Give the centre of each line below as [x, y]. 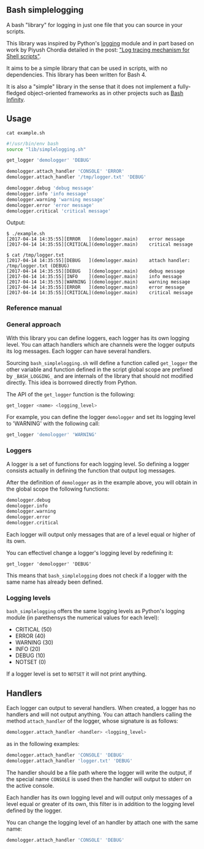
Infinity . [16, 99]
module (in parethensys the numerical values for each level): [83, 617]
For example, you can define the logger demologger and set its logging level [101, 417]
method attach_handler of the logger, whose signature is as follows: [93, 721]
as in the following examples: [43, 744]
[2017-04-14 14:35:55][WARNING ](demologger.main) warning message [98, 282]
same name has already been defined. [55, 582]
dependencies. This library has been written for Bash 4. [77, 74]
